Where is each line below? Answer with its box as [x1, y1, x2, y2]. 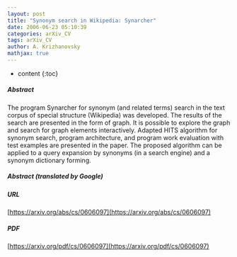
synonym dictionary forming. [7, 156, 92, 164]
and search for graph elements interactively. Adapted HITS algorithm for [7, 125, 218, 135]
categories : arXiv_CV [7, 30, 71, 38]
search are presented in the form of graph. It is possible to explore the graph [7, 118, 231, 127]
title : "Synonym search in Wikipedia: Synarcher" [7, 17, 157, 24]
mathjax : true [7, 50, 50, 57]
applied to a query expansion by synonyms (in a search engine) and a [7, 148, 211, 156]
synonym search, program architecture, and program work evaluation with [7, 133, 224, 142]
